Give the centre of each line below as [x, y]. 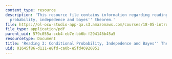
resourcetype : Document [31, 39]
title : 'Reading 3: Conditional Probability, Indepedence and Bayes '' [82, 44]
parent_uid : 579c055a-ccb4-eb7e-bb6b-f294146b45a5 [60, 34]
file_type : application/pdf [35, 29]
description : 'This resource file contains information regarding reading [87, 15]
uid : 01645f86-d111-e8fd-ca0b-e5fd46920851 [52, 48]
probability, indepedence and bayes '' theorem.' [63, 19]
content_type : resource [31, 10]
